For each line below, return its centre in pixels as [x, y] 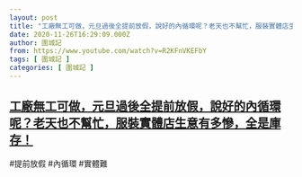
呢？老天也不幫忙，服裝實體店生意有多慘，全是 [139, 124]
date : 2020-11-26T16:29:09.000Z [70, 34]
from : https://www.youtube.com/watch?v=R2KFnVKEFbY [108, 51]
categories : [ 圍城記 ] [52, 68]
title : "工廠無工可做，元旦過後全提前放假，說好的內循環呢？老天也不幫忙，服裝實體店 [149, 26]
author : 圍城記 [36, 43]
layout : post [34, 18]
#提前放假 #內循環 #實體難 [58, 164]
